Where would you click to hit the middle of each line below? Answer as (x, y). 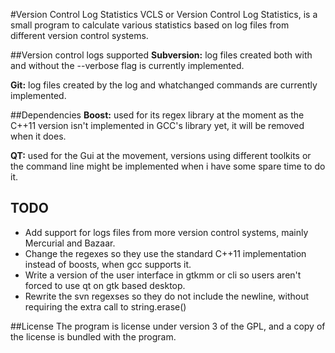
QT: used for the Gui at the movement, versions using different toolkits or (161, 155)
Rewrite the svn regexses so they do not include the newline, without (166, 296)
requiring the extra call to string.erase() (105, 306)
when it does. (38, 136)
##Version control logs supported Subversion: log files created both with (161, 55)
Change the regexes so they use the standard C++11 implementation (165, 253)
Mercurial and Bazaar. (70, 243)
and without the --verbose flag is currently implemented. (127, 65)
